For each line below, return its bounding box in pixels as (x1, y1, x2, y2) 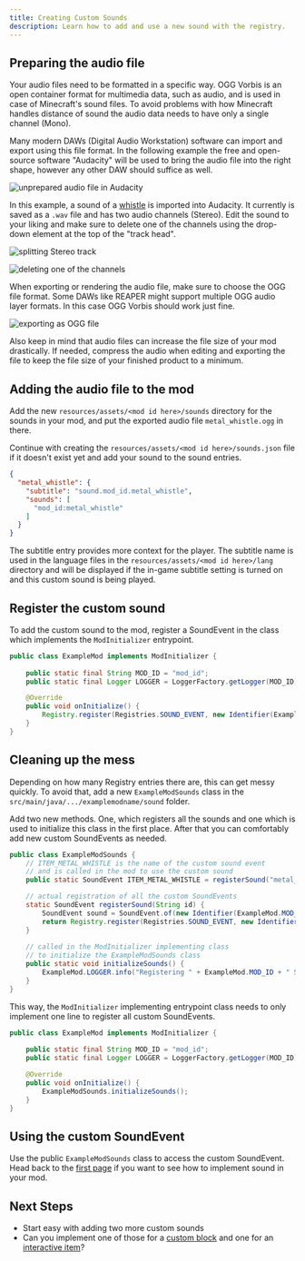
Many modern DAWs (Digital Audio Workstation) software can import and (9, 135, 283, 146)
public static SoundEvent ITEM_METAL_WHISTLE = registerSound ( (25, 875, 271, 885)
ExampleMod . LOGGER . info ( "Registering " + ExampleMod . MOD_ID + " (42, 968, 290, 977)
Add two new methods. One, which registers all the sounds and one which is (9, 813, 296, 824)
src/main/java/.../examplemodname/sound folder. (9, 795, 191, 806)
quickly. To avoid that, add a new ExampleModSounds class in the (9, 786, 245, 797)
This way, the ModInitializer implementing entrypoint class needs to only (9, 1000, 287, 1012)
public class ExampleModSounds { (9, 850, 136, 859)
